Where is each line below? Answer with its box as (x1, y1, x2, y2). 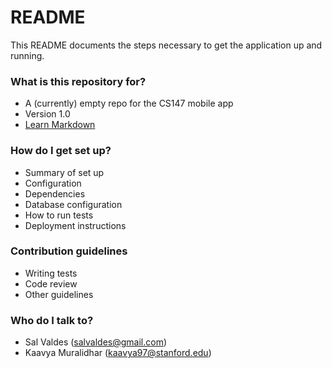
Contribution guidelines (10, 244, 128, 258)
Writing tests (24, 267, 78, 279)
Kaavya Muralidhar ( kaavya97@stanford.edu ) (24, 347, 212, 359)
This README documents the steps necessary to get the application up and (10, 39, 323, 51)
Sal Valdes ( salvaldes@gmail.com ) (24, 336, 168, 348)
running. (10, 49, 45, 61)
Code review (24, 277, 78, 290)
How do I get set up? (10, 144, 112, 158)
